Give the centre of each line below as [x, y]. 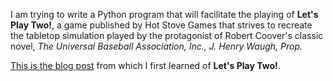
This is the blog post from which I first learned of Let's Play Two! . [145, 65]
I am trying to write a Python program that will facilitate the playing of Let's [164, 14]
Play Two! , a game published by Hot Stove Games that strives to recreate [161, 25]
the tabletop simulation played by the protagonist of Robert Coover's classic [167, 35]
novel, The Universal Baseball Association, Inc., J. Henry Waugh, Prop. [156, 46]
